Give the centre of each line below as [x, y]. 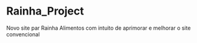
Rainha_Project [45, 11]
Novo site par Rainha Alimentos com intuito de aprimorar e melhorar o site [98, 28]
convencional [23, 34]
